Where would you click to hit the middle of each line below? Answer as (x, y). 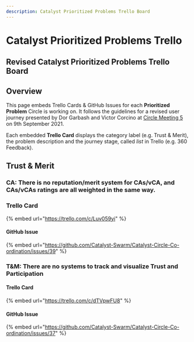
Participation (25, 273)
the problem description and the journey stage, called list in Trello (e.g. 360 (97, 142)
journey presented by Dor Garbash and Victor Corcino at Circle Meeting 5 (94, 118)
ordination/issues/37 (31, 333)
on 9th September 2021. (35, 124)
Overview (24, 91)
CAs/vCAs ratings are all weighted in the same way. (81, 190)
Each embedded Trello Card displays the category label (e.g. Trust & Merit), (97, 135)
